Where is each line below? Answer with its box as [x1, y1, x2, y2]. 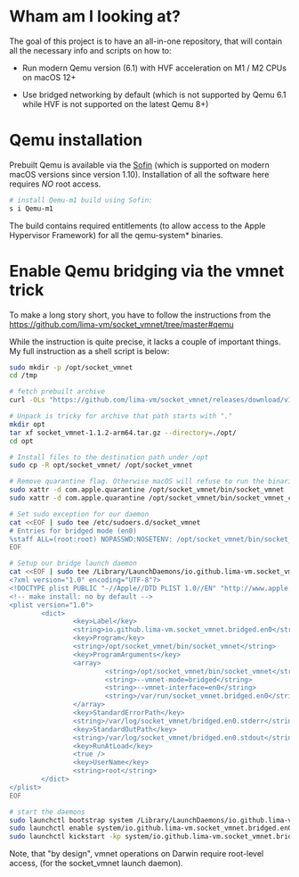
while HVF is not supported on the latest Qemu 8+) [21, 98, 209, 109]
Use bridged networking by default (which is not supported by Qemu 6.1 [21, 89, 287, 100]
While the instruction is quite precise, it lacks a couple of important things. [9, 336, 282, 347]
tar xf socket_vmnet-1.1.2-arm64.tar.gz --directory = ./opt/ [9, 428, 238, 437]
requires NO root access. [9, 178, 101, 189]
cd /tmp [9, 371, 38, 380]
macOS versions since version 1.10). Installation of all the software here [9, 169, 270, 179]
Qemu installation [9, 130, 143, 151]
